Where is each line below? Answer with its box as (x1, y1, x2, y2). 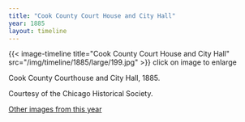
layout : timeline (8, 27, 67, 35)
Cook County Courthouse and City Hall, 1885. (8, 74, 161, 83)
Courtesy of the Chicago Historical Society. (8, 89, 153, 99)
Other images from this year (8, 104, 102, 114)
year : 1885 (8, 19, 45, 27)
